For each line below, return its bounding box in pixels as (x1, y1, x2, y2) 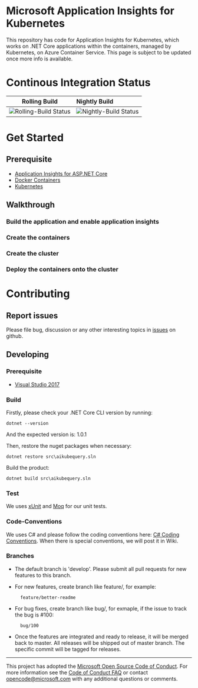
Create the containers (6, 234, 70, 242)
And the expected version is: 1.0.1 (6, 431, 87, 438)
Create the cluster (6, 250, 59, 258)
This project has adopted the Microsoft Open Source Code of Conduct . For (6, 663, 188, 670)
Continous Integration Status (6, 76, 151, 89)
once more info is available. (6, 55, 73, 62)
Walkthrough (6, 200, 55, 210)
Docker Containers (14, 176, 61, 183)
